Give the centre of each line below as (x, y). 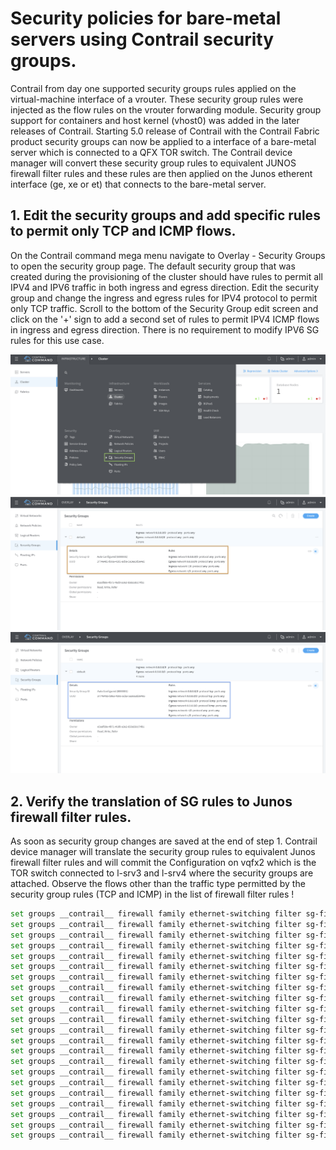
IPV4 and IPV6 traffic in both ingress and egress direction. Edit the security (165, 287)
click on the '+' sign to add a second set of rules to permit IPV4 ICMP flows (165, 319)
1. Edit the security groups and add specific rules (165, 215)
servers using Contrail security (142, 39)
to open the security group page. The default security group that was (153, 266)
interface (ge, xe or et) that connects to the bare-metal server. (138, 184)
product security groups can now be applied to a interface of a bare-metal (163, 141)
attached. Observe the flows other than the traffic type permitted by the (158, 883)
